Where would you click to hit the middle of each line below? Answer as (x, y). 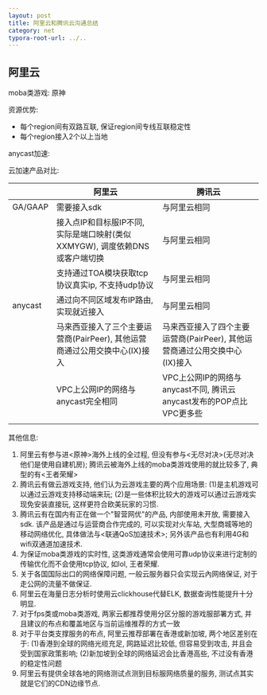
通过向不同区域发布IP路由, (104, 300)
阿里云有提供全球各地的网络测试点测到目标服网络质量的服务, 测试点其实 (137, 674)
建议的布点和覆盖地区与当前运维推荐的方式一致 (103, 624)
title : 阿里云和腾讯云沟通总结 (53, 23)
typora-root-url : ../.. (48, 38)
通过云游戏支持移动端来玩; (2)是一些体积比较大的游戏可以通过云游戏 (138, 494)
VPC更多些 (182, 413)
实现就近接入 (80, 312)
